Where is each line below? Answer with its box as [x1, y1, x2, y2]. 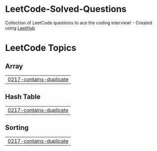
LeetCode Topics [5, 42, 77, 54]
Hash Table [5, 93, 41, 101]
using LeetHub [5, 25, 35, 31]
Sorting [5, 123, 29, 132]
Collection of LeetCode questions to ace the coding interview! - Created [5, 20, 153, 26]
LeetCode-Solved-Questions [5, 3, 127, 15]
